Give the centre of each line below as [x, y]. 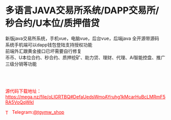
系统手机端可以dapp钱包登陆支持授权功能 [49, 44]
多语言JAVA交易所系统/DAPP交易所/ [82, 10]
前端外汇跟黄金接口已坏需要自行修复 [44, 51]
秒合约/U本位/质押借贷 [52, 23]
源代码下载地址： [23, 91]
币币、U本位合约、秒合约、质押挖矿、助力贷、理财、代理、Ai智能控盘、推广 [85, 57]
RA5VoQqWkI [20, 102]
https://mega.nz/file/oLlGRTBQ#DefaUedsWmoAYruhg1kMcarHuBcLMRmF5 [85, 97]
